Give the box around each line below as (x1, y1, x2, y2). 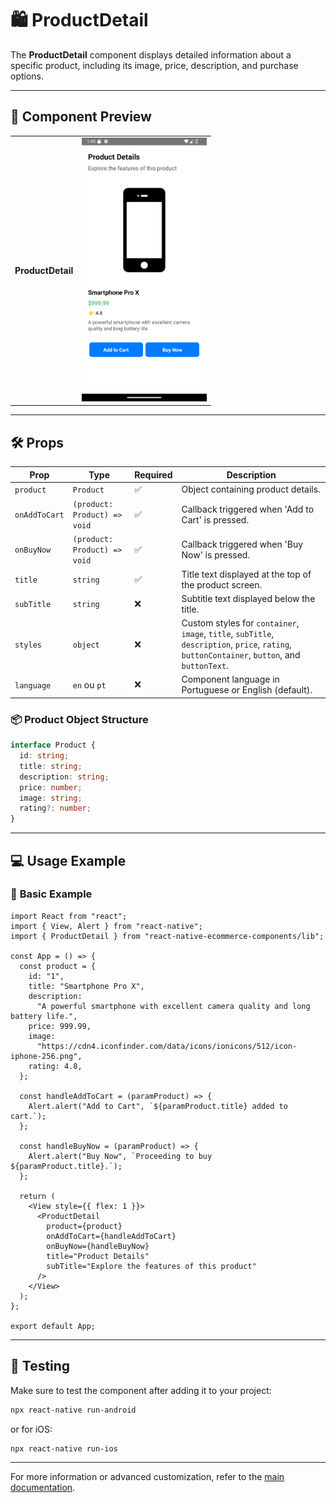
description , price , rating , (181, 638, 292, 651)
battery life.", (10, 1011, 78, 1021)
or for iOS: (10, 1423, 53, 1435)
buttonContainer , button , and (181, 649, 301, 661)
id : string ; (19, 751, 70, 761)
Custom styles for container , (181, 617, 300, 629)
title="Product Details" (46, 1251, 150, 1261)
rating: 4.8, (28, 1061, 83, 1071)
